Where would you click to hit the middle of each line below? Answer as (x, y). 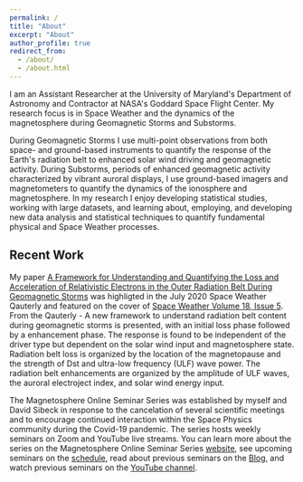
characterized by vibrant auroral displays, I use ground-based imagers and (149, 178)
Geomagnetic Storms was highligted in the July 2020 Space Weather (138, 296)
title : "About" (38, 26)
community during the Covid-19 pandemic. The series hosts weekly (135, 429)
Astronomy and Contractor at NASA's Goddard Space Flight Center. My (142, 103)
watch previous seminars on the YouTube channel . (103, 468)
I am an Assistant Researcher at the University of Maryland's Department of (151, 94)
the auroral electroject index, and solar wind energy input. (117, 383)
